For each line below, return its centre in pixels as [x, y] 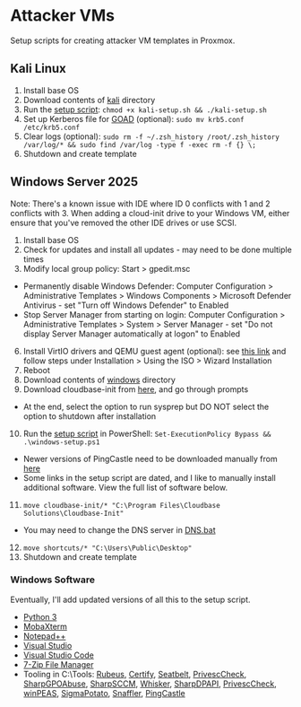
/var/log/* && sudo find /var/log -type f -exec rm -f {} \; [140, 144]
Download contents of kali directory [89, 100]
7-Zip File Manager [58, 664]
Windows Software [52, 580]
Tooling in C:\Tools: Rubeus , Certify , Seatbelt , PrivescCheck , [135, 674]
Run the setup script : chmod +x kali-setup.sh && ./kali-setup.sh [145, 109]
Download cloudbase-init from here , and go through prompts [136, 389]
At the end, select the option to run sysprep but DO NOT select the [146, 406]
